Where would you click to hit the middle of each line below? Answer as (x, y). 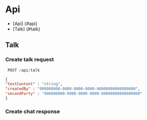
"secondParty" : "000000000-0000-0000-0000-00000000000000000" (74, 94)
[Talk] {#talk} (27, 29)
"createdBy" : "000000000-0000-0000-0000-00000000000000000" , (73, 89)
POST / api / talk (23, 70)
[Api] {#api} (25, 23)
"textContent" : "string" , (34, 84)
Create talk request (30, 60)
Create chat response (33, 111)
